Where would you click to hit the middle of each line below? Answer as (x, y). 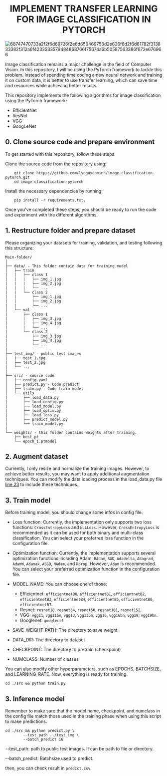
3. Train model (28, 500)
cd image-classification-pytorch (49, 182)
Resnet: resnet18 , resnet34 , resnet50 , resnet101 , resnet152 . (81, 610)
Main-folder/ (19, 257)
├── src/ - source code (30, 375)
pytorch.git (17, 177)
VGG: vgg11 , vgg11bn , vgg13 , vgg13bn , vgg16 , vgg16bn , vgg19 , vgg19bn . (89, 615)
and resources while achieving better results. (51, 85)
